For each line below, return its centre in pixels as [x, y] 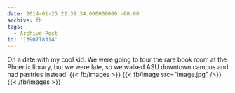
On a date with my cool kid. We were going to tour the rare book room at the [117, 59]
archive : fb [25, 20]
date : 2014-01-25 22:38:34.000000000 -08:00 [73, 14]
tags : [15, 27]
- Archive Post [36, 33]
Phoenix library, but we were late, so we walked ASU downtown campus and [118, 67]
